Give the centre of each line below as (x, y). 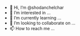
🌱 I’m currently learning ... (35, 18)
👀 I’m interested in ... (30, 13)
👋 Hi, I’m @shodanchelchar (37, 8)
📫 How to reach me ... (32, 28)
